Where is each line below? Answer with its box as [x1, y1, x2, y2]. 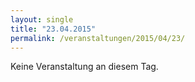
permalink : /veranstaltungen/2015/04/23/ [10, 33, 186, 43]
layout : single [10, 14, 74, 25]
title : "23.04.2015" [10, 24, 97, 34]
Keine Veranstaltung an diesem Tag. [10, 61, 159, 73]
